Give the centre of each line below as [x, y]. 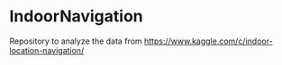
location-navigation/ [47, 50]
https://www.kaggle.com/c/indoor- [208, 41]
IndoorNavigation [77, 16]
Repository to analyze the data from [76, 41]
